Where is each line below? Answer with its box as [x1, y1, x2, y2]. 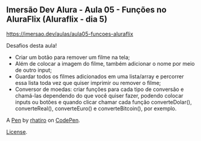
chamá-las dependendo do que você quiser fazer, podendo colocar [14, 92, 183, 99]
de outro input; [14, 66, 53, 74]
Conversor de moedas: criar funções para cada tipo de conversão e [14, 86, 184, 93]
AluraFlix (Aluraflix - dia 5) [6, 14, 107, 25]
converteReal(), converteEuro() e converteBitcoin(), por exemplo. [14, 105, 177, 112]
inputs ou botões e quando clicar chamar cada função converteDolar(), [14, 98, 192, 105]
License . [6, 128, 28, 135]
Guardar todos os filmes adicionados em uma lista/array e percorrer [14, 72, 184, 80]
